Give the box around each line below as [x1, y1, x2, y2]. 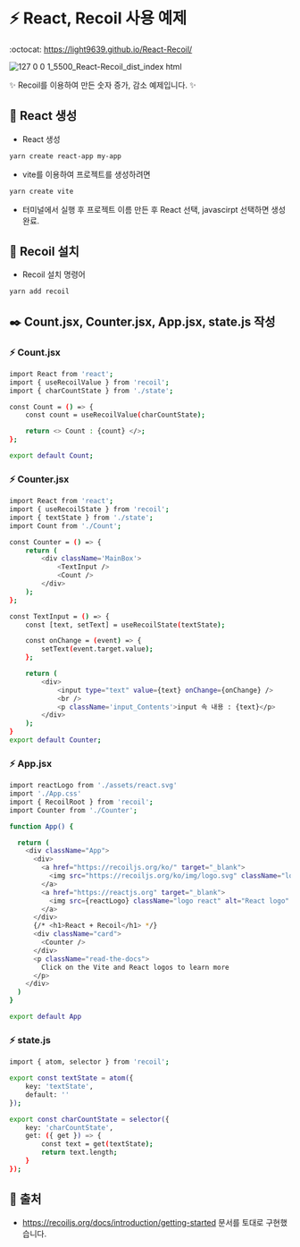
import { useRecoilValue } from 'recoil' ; [9, 377, 170, 387]
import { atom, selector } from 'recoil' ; [9, 1057, 170, 1066]
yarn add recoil [9, 287, 70, 296]
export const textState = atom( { [9, 1074, 134, 1083]
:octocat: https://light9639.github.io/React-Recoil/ [9, 44, 193, 55]
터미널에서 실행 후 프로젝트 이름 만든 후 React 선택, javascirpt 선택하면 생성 [21, 204, 286, 215]
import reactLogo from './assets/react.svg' [9, 781, 178, 790]
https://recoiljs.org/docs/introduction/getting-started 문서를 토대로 [21, 1217, 264, 1227]
